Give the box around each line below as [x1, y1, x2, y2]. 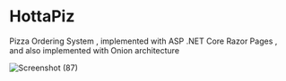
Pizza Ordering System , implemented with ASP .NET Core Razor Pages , [9, 36, 278, 46]
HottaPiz [9, 6, 75, 27]
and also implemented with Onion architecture [9, 45, 180, 55]
